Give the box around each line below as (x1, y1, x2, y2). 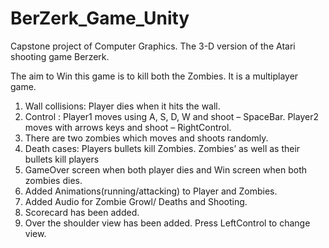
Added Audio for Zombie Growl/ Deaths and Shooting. (24, 195, 248, 207)
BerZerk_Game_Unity (10, 7, 190, 30)
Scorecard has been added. (24, 206, 140, 218)
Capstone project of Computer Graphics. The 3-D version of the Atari (10, 40, 296, 52)
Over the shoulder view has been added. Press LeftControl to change (24, 217, 311, 229)
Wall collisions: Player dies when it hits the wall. (24, 100, 221, 112)
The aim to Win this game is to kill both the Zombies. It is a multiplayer (10, 70, 299, 82)
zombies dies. (24, 174, 83, 186)
